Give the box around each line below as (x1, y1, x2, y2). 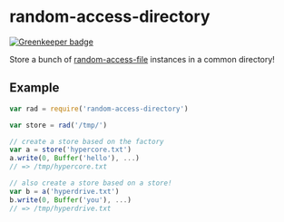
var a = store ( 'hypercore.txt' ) (9, 145, 132, 155)
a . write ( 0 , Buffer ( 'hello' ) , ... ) (9, 154, 141, 163)
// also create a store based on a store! (9, 179, 172, 188)
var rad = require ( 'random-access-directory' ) (9, 104, 189, 113)
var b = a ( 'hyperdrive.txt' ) (9, 187, 120, 196)
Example (9, 80, 60, 96)
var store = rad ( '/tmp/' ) (9, 121, 107, 130)
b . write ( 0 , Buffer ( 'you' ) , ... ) (9, 195, 132, 205)
